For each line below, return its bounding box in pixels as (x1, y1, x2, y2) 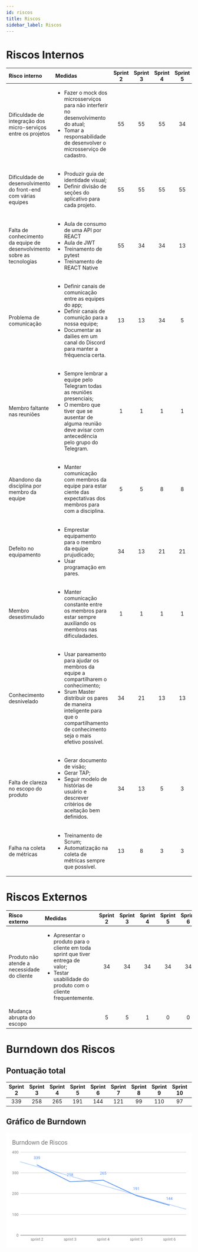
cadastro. (64, 152, 87, 159)
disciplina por (8, 482, 42, 489)
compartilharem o (64, 676, 107, 683)
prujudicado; (64, 551, 95, 558)
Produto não (8, 954, 39, 961)
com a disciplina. (64, 508, 105, 515)
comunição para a (64, 314, 108, 321)
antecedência (64, 433, 97, 440)
